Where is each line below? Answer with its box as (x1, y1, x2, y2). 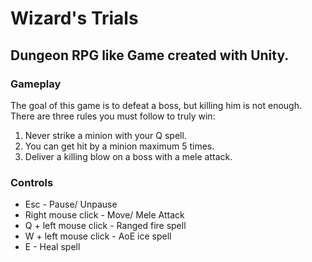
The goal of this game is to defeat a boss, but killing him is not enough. (10, 99, 302, 111)
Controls (10, 175, 54, 189)
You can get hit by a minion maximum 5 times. (24, 140, 215, 152)
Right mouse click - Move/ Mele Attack (24, 209, 185, 221)
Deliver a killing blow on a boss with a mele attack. (24, 150, 233, 162)
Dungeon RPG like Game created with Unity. (10, 47, 290, 64)
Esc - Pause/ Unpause (24, 198, 118, 211)
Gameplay (10, 77, 62, 91)
